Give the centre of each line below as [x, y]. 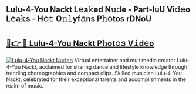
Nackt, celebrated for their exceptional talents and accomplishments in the [96, 79]
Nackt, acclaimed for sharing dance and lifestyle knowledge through [105, 67]
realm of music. [25, 85]
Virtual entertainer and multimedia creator [125, 60]
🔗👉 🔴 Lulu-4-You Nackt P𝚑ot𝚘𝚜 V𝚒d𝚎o [80, 43]
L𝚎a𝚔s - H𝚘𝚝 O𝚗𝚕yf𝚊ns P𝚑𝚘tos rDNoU [79, 19]
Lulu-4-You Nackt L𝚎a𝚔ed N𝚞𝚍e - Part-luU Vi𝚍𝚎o [98, 10]
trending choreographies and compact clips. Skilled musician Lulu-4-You [94, 73]
